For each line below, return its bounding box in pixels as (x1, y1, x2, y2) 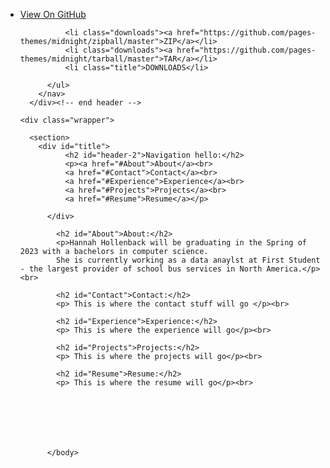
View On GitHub (19, 9, 87, 20)
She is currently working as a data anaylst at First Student (56, 255, 321, 265)
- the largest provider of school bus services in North (19, 264, 263, 274)
